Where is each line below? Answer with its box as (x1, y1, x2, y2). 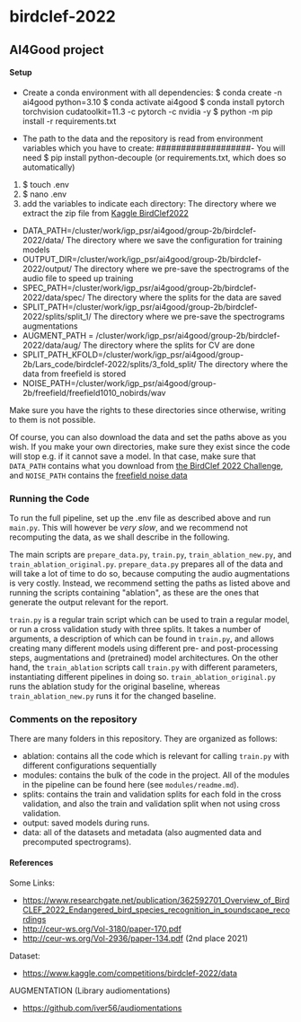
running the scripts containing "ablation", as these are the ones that (9, 587, 260, 598)
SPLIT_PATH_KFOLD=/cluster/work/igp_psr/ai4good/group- (22, 348, 244, 360)
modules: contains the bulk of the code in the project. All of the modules (22, 770, 290, 780)
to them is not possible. (9, 414, 96, 425)
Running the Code (9, 492, 90, 505)
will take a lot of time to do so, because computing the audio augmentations (9, 568, 290, 579)
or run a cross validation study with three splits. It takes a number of (9, 624, 261, 635)
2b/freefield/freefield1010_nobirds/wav (22, 387, 166, 398)
